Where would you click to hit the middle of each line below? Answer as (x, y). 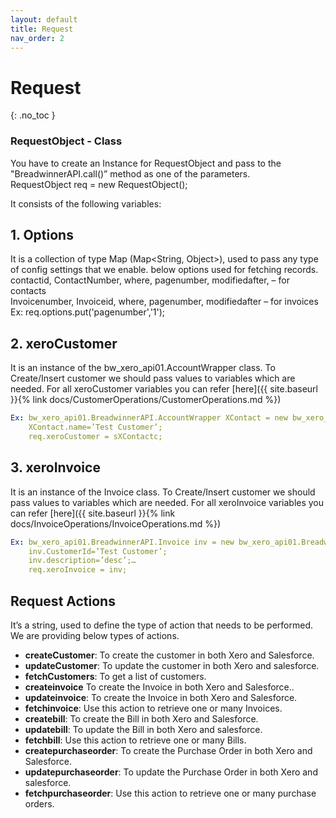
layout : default (44, 19)
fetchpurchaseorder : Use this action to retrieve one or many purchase (170, 793)
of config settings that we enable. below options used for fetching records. (164, 270)
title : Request (42, 29)
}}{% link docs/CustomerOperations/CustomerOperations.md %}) (146, 400)
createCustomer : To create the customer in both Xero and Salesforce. (169, 655)
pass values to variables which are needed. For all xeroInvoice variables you (167, 502)
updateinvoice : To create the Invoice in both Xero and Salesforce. (161, 697)
